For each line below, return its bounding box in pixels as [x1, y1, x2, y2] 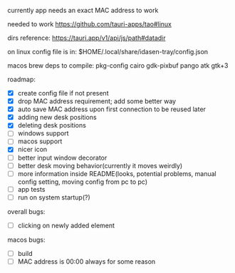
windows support [17, 129, 69, 138]
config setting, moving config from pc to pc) [17, 177, 148, 186]
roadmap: [7, 75, 36, 83]
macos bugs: [7, 235, 46, 244]
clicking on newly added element [17, 221, 115, 230]
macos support [17, 137, 63, 145]
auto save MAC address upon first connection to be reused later [17, 105, 207, 113]
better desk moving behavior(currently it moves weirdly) [17, 161, 183, 170]
